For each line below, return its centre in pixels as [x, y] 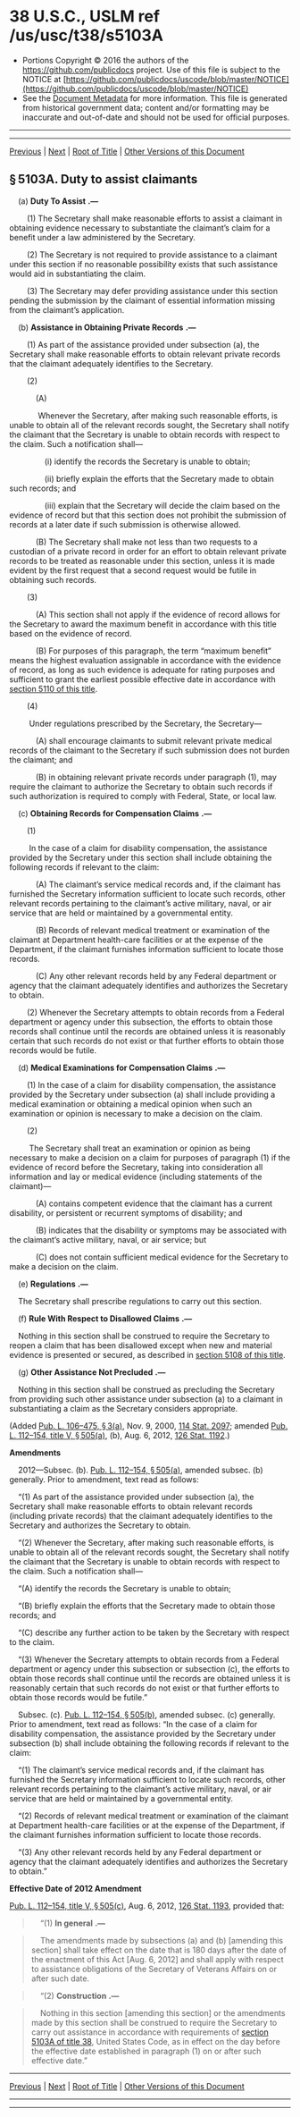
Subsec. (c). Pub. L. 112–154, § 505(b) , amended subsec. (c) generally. [146, 1715]
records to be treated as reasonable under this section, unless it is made [142, 561]
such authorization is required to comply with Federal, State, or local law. [143, 796]
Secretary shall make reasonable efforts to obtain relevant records [131, 1506]
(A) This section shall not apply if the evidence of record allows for [158, 614]
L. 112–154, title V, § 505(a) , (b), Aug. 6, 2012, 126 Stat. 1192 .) [120, 1435]
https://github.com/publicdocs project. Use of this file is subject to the [151, 70]
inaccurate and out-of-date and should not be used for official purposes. [156, 117]
